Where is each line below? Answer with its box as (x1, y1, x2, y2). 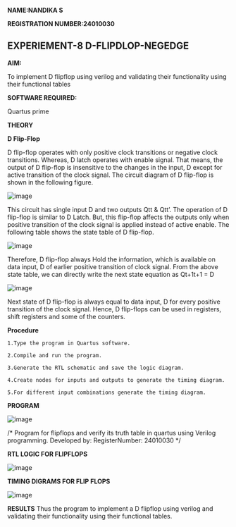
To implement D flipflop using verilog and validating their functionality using (7, 72, 227, 80)
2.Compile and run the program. (7, 352, 102, 359)
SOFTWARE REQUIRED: (7, 93, 77, 101)
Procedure (7, 325, 39, 334)
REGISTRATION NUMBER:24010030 (7, 20, 115, 27)
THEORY (7, 120, 34, 129)
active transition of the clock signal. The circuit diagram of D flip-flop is (7, 170, 214, 179)
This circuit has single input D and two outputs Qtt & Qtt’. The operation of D (7, 205, 228, 213)
